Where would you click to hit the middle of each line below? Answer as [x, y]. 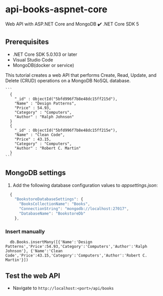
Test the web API [33, 276]
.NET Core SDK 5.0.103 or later [45, 54]
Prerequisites [27, 42]
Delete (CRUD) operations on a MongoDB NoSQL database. [68, 80]
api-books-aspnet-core [56, 9]
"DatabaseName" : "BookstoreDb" [52, 214]
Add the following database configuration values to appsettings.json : [85, 185]
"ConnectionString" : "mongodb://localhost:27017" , [74, 209]
